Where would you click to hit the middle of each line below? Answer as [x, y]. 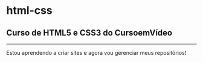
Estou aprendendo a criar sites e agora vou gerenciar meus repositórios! [96, 53]
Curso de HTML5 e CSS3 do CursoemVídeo [89, 33]
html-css [29, 11]
